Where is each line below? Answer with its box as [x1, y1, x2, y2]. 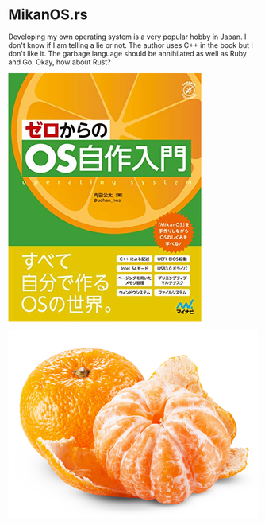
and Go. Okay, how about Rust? [8, 57, 111, 67]
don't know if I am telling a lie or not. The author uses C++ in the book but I [8, 40, 254, 49]
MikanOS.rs [8, 6, 88, 24]
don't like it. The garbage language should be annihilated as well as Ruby [8, 49, 248, 58]
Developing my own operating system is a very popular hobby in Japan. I [8, 32, 247, 41]
